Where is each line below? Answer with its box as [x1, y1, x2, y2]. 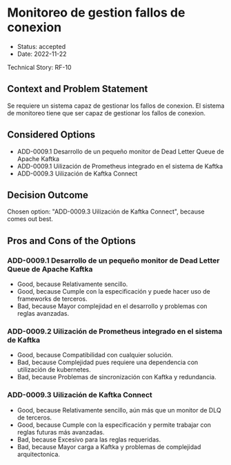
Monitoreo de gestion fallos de [7, 5, 185, 21]
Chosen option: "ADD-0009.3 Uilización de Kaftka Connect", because [7, 207, 205, 216]
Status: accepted [17, 42, 66, 50]
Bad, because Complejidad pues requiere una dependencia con [17, 358, 199, 367]
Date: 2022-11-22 [17, 50, 67, 58]
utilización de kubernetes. [17, 366, 91, 374]
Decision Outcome [7, 189, 88, 201]
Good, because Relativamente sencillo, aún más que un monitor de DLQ [17, 406, 222, 414]
